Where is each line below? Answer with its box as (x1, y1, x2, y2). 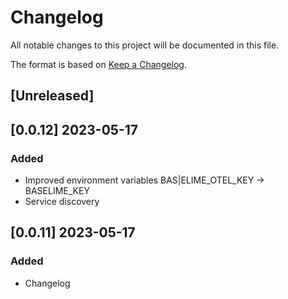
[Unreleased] (10, 87, 95, 105)
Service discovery (24, 196, 100, 208)
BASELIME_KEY (24, 185, 90, 197)
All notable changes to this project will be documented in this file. (10, 39, 280, 51)
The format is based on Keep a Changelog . (10, 58, 187, 70)
